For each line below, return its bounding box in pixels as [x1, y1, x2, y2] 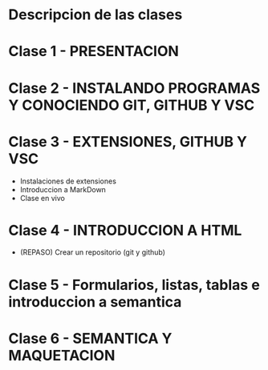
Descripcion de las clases [8, 6, 183, 24]
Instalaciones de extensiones [19, 176, 116, 186]
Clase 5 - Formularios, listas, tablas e [8, 275, 261, 294]
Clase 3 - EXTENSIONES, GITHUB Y [8, 132, 247, 151]
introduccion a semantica [8, 292, 182, 311]
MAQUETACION [8, 346, 116, 364]
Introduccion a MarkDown [19, 184, 107, 194]
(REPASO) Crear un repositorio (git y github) [19, 247, 166, 257]
